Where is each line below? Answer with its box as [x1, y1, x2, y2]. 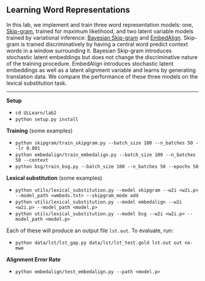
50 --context [15, 157, 49, 163]
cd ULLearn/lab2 [15, 110, 57, 116]
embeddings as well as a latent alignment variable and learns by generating [6, 66, 196, 74]
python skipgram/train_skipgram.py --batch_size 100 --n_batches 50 [15, 140, 193, 146]
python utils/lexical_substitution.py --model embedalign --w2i [15, 199, 182, 205]
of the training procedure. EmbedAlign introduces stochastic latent [6, 60, 174, 67]
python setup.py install [15, 116, 79, 123]
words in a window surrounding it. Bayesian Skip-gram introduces [6, 47, 172, 54]
